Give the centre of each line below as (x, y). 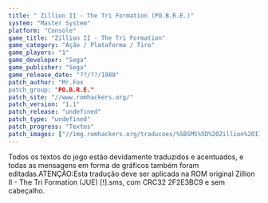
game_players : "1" (39, 53)
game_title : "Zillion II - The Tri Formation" (87, 38)
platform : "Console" (43, 30)
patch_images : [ (35, 134)
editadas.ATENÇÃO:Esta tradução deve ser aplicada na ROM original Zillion (132, 174)
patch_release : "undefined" (55, 112)
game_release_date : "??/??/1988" (64, 75)
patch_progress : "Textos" (51, 127)
